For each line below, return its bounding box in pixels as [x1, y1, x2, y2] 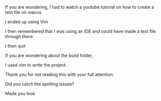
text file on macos [5, 9, 42, 15]
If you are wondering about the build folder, [5, 52, 93, 58]
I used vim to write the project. [5, 62, 67, 68]
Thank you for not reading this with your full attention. [5, 72, 114, 77]
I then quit [5, 43, 26, 49]
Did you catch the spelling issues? [5, 81, 75, 87]
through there [5, 34, 33, 39]
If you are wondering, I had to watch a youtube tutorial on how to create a [5, 4, 154, 10]
